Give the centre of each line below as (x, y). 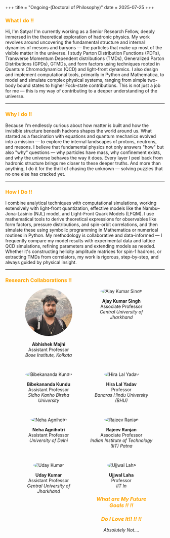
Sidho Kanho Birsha (49, 395)
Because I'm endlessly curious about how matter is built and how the (77, 125)
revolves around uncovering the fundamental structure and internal (75, 42)
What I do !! (20, 20)
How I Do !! (19, 192)
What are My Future (121, 499)
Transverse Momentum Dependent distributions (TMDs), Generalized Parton (85, 58)
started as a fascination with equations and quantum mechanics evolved (81, 136)
